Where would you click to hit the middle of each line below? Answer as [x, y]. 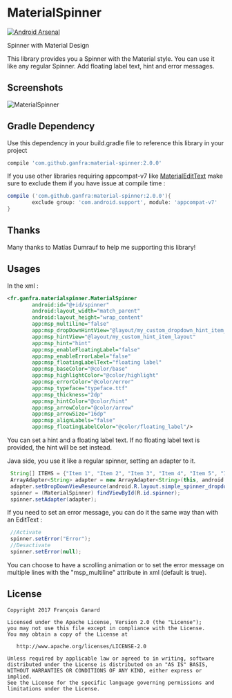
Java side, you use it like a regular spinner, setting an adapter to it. [101, 461]
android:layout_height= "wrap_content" [88, 318]
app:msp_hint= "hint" [61, 343]
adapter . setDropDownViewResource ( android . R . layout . [86, 486]
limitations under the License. [54, 689]
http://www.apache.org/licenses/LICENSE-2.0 [81, 646]
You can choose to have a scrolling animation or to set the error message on [116, 564]
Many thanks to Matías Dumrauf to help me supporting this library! [101, 247]
